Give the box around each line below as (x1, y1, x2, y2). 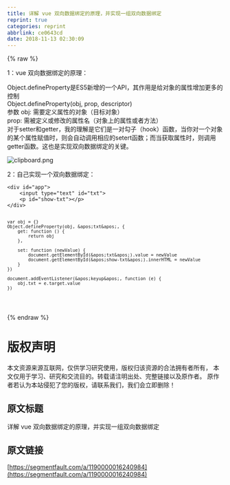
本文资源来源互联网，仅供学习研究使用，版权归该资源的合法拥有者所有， (7, 363, 211, 371)
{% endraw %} (7, 313, 49, 321)
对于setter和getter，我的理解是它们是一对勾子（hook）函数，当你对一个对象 (7, 125, 223, 133)
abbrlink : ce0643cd (7, 29, 63, 36)
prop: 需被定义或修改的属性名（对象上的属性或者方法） (7, 116, 163, 125)
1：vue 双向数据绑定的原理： (7, 69, 88, 77)
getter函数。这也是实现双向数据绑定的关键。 (7, 142, 133, 151)
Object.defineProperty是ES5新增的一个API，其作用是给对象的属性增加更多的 (7, 83, 223, 91)
